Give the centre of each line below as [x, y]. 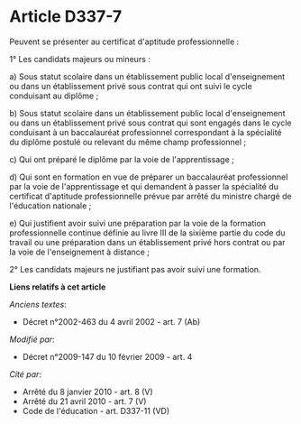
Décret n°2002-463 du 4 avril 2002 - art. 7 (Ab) [111, 321]
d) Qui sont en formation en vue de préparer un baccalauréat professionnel [149, 177]
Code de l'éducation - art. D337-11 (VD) [96, 410]
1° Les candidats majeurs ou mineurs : [80, 59]
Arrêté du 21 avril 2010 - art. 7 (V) [84, 401]
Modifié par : [32, 339]
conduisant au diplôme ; [54, 96]
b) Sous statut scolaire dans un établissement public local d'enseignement [147, 113]
